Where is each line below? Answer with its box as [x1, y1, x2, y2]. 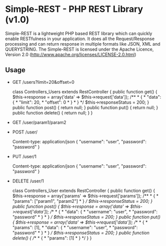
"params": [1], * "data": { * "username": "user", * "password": [12, 224, 138, 230]
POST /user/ [12, 129, 38, 135]
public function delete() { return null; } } [12, 110, 93, 116]
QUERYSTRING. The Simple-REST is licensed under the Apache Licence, [5, 46, 154, 52]
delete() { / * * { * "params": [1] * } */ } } [12, 235, 92, 241]
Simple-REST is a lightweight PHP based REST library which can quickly [5, 30, 153, 36]
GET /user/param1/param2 [12, 119, 67, 125]
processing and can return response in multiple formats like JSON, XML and [5, 41, 161, 47]
